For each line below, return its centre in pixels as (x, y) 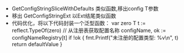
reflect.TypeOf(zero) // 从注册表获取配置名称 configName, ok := (89, 30)
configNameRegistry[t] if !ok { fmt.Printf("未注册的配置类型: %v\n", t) (95, 38)
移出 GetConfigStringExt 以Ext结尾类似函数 (64, 16)
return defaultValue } (37, 44)
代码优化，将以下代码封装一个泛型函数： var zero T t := (79, 23)
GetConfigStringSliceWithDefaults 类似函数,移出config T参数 (85, 8)
